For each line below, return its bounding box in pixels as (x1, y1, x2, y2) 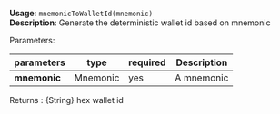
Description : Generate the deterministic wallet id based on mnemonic (9, 17, 271, 28)
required (128, 56, 166, 69)
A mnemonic (175, 71, 229, 84)
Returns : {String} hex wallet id (9, 95, 125, 105)
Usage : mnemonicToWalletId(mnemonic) (9, 8, 153, 18)
